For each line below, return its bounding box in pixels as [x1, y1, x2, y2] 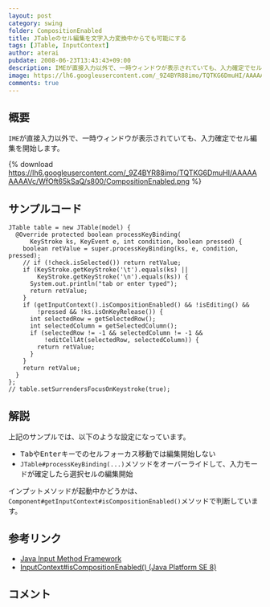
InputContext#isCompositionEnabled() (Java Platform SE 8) [19, 562, 217, 572]
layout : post [8, 11, 52, 20]
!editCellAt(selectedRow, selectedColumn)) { [43, 336, 199, 344]
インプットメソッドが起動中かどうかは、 [8, 486, 142, 495]
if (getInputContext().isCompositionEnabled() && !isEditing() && [22, 301, 250, 309]
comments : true [8, 79, 59, 87]
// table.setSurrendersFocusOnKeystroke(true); [8, 385, 171, 393]
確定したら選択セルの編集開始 [34, 469, 133, 479]
